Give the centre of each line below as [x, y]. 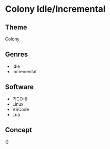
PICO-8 [20, 99]
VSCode [21, 109]
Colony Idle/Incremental [55, 9]
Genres [16, 54]
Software [19, 87]
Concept [19, 130]
